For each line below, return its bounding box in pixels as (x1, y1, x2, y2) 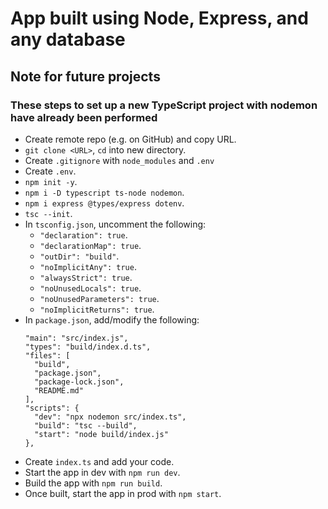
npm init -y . (24, 175, 78, 187)
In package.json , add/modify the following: (24, 313, 200, 326)
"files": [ (24, 350, 71, 361)
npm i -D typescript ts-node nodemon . (24, 186, 185, 198)
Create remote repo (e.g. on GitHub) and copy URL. (24, 133, 237, 145)
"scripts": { (24, 403, 80, 413)
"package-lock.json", (34, 377, 125, 387)
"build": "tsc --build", (34, 420, 138, 431)
